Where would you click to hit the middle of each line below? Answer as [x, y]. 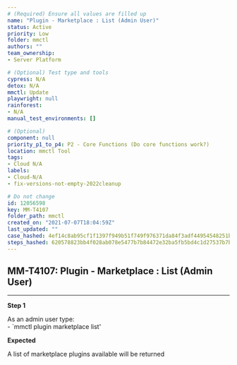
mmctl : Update [28, 92]
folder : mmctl [28, 40]
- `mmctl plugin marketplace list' [54, 327]
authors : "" [25, 47]
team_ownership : [31, 54]
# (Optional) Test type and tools [58, 72]
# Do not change [31, 196]
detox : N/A [23, 85]
